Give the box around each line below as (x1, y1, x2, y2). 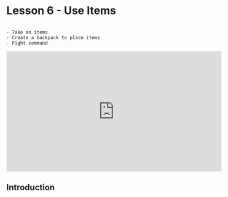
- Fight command (6, 40, 48, 46)
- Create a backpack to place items (6, 34, 100, 40)
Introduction (6, 182, 55, 193)
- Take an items (6, 29, 48, 35)
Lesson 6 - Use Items (6, 4, 117, 18)
